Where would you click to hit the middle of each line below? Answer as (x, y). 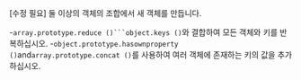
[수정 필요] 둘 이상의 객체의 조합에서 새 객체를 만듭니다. (106, 13)
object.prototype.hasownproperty (116, 44)
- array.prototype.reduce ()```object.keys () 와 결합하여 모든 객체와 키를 (144, 32)
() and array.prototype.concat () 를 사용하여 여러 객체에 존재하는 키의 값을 (142, 55)
